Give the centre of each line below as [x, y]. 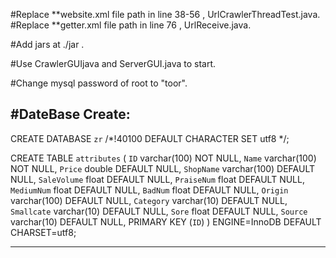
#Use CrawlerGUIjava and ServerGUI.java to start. [113, 63]
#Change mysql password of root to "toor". [99, 83]
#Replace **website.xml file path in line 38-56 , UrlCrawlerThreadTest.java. [165, 14]
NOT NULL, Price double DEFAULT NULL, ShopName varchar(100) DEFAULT [163, 168]
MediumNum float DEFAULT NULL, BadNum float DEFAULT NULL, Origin [149, 190]
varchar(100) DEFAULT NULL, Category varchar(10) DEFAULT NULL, [149, 200]
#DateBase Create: [70, 114]
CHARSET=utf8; [43, 232]
